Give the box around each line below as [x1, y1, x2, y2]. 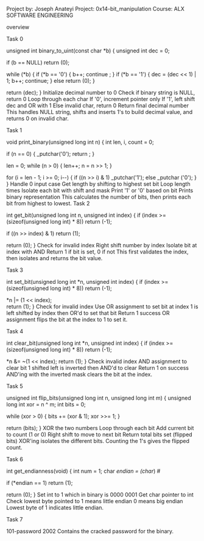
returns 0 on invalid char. [6, 115, 69, 122]
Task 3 [6, 266, 23, 274]
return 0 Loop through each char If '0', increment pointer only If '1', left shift [6, 96, 195, 102]
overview [6, 24, 29, 30]
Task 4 [6, 328, 23, 334]
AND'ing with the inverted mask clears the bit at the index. [6, 371, 152, 378]
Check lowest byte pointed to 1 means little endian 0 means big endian [6, 498, 183, 504]
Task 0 [6, 35, 23, 42]
